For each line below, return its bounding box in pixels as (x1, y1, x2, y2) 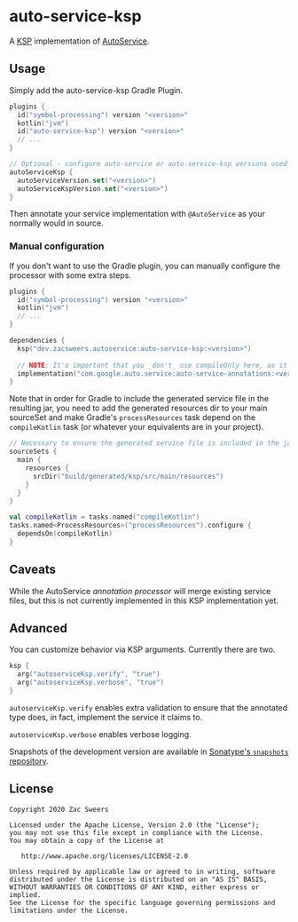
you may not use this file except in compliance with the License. (9, 828, 264, 837)
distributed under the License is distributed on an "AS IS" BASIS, (9, 875, 268, 884)
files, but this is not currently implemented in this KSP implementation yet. (9, 595, 279, 606)
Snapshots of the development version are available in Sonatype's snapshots (9, 746, 289, 757)
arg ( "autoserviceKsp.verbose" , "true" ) (17, 678, 165, 688)
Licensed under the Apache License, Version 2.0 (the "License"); (9, 820, 260, 830)
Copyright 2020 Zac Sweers (9, 805, 109, 814)
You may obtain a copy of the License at (9, 836, 165, 845)
